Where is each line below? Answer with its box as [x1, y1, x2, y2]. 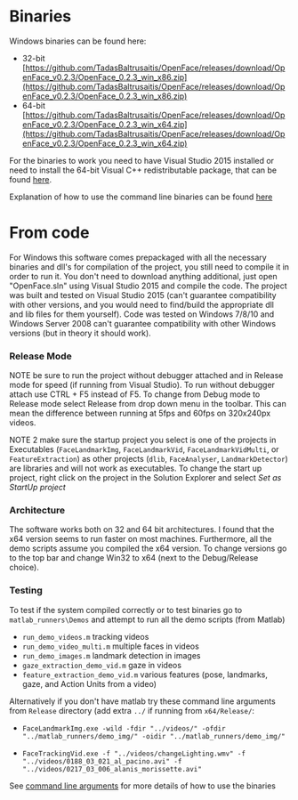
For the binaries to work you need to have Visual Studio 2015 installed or [9, 155, 274, 166]
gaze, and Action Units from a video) [21, 678, 157, 689]
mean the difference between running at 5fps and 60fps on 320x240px [9, 408, 271, 419]
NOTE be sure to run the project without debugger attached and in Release [9, 370, 284, 381]
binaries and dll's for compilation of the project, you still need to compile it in [9, 261, 290, 272]
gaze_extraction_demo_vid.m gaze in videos [21, 659, 182, 670]
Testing [9, 585, 43, 597]
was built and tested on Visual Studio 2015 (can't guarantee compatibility [9, 289, 278, 300]
